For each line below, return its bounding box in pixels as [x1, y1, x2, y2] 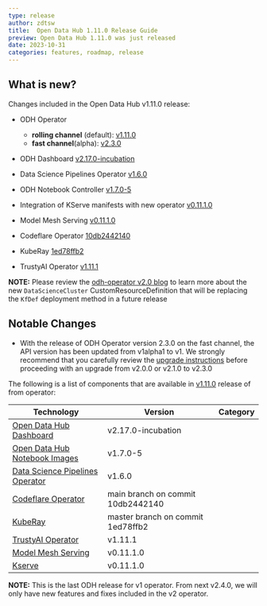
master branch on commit [106, 511, 204, 522]
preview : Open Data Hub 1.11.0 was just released [8, 33, 176, 42]
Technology [33, 406, 79, 418]
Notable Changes [8, 317, 97, 331]
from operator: [8, 387, 56, 397]
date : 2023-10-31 [8, 41, 66, 49]
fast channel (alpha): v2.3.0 [31, 138, 122, 148]
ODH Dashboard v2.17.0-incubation [19, 153, 135, 163]
